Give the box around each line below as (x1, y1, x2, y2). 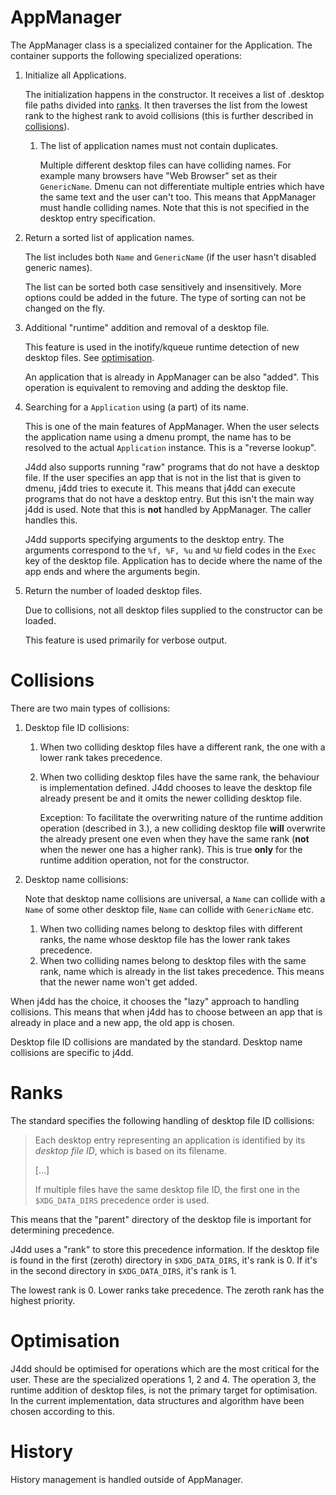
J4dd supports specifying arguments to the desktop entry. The (24, 533, 285, 545)
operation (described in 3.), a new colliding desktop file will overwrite (39, 822, 326, 834)
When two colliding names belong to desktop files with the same (39, 954, 307, 966)
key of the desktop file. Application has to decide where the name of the (24, 554, 323, 566)
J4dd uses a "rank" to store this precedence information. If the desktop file (10, 1243, 320, 1255)
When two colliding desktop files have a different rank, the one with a (39, 741, 326, 753)
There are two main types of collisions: (10, 702, 171, 714)
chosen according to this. (10, 1405, 115, 1417)
